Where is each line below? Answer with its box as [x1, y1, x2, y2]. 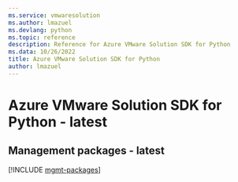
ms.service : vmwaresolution [8, 11, 101, 20]
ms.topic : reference [8, 33, 76, 42]
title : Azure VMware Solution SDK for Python [8, 56, 160, 64]
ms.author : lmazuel [8, 19, 73, 27]
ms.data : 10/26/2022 [8, 48, 76, 56]
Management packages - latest [8, 144, 165, 158]
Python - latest [8, 113, 108, 130]
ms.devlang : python [8, 26, 73, 34]
